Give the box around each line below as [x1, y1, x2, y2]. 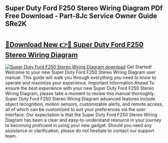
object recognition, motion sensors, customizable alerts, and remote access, [5, 101, 163, 107]
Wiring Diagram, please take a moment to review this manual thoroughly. [5, 90, 155, 96]
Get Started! [126, 64, 152, 69]
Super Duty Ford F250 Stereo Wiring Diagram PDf [5, 4, 163, 12]
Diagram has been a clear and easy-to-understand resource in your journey [5, 117, 161, 123]
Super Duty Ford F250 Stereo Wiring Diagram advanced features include [5, 96, 155, 101]
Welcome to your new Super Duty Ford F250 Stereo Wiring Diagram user [5, 69, 156, 75]
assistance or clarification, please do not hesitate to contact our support [5, 127, 154, 133]
